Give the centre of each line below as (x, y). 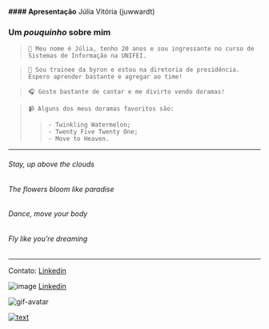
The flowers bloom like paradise (61, 189)
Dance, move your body (48, 214)
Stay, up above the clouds (51, 164)
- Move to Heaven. (78, 139)
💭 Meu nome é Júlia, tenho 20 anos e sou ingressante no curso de (141, 49)
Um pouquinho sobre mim (60, 32)
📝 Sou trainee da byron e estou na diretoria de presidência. (134, 70)
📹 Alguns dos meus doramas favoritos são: (101, 109)
